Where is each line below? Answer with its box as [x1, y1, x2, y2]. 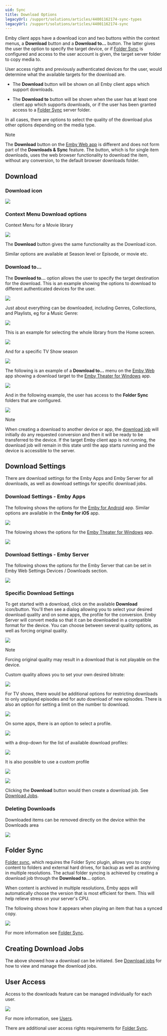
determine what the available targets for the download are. [5, 71, 126, 78]
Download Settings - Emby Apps [5, 493, 86, 500]
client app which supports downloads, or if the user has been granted [12, 101, 156, 108]
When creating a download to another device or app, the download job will [5, 426, 159, 432]
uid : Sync [5, 7, 26, 13]
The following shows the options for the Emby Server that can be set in [5, 562, 151, 568]
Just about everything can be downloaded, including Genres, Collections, [5, 305, 156, 311]
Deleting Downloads [5, 805, 55, 812]
